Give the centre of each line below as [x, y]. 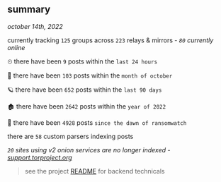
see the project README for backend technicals [95, 171]
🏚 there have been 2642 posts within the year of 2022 [87, 106]
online [16, 47]
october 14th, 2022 [35, 26]
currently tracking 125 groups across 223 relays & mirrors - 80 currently [110, 40]
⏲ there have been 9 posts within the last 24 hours [83, 61]
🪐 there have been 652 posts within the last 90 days [85, 90]
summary [29, 10]
